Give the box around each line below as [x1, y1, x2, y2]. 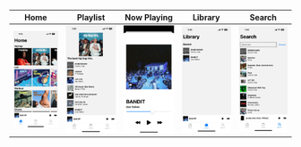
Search [249, 12, 278, 22]
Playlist [76, 12, 106, 22]
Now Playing [125, 12, 173, 22]
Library [192, 12, 220, 22]
